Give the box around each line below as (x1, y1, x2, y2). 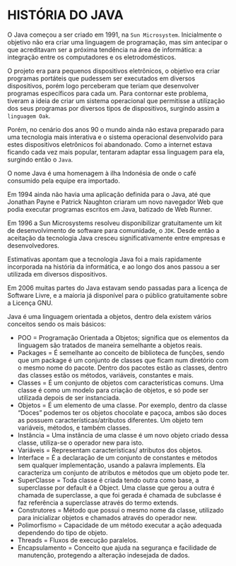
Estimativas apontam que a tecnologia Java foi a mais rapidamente (7, 255, 202, 263)
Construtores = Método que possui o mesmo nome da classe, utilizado (17, 505, 224, 514)
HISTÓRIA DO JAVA (7, 7, 124, 23)
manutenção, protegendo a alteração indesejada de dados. (17, 550, 190, 559)
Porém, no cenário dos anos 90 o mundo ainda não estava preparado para (7, 125, 225, 133)
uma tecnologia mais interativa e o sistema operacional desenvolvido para (7, 133, 223, 141)
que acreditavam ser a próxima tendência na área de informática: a (7, 45, 203, 54)
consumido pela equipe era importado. (7, 176, 120, 185)
